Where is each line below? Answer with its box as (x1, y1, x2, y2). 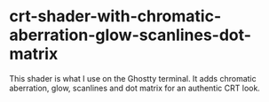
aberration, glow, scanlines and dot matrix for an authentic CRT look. (9, 82, 260, 93)
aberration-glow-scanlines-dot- (9, 25, 251, 45)
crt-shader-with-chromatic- (9, 6, 222, 27)
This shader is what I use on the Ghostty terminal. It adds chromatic (9, 73, 257, 83)
